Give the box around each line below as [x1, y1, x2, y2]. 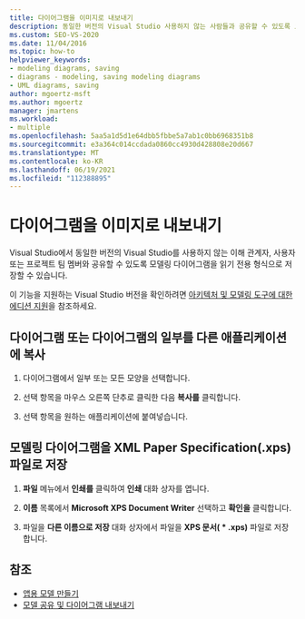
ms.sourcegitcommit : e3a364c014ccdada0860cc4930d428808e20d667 [9, 140, 254, 149]
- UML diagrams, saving [9, 81, 100, 90]
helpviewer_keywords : [9, 55, 92, 64]
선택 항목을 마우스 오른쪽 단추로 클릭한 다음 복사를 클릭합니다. [22, 392, 241, 402]
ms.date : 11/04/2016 [9, 38, 88, 48]
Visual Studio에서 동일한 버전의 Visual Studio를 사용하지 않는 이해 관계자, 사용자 [9, 247, 296, 259]
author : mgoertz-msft [9, 89, 92, 98]
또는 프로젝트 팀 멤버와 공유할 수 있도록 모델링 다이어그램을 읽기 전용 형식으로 [9, 259, 283, 270]
